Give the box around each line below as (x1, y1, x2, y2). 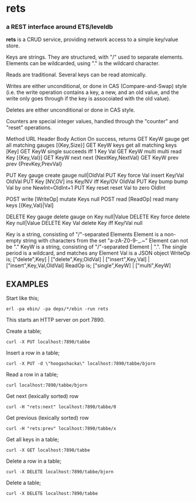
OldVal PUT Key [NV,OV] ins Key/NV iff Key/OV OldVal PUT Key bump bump (6, 178, 188, 185)
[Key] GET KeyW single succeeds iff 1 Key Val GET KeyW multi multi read (6, 148, 182, 155)
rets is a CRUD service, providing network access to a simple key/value (6, 36, 178, 43)
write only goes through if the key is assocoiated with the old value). (6, 95, 171, 102)
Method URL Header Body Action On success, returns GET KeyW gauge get (6, 136, 190, 143)
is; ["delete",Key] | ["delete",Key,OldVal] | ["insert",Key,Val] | (6, 256, 150, 263)
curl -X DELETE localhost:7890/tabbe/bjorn (6, 469, 114, 475)
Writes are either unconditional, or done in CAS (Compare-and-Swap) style (6, 83, 187, 90)
